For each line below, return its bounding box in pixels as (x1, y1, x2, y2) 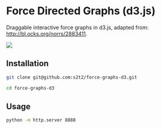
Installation (6, 58, 49, 69)
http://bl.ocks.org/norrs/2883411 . (6, 30, 88, 37)
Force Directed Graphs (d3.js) (6, 4, 156, 18)
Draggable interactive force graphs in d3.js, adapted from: (6, 24, 149, 31)
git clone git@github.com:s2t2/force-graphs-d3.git (6, 74, 137, 80)
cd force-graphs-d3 (6, 85, 55, 91)
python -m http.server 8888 (6, 117, 76, 123)
